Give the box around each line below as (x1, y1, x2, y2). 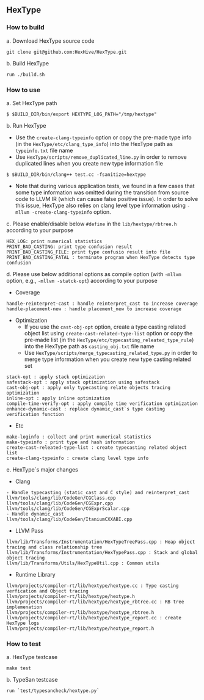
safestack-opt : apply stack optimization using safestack (6, 379, 160, 385)
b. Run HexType (6, 122, 46, 129)
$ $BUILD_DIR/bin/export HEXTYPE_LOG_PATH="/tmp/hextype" (6, 111, 157, 117)
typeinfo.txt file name (15, 147, 73, 154)
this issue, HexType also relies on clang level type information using (15, 202, 186, 209)
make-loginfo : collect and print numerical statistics (6, 434, 151, 440)
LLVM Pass (15, 527, 44, 534)
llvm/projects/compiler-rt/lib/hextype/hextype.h (6, 593, 136, 599)
